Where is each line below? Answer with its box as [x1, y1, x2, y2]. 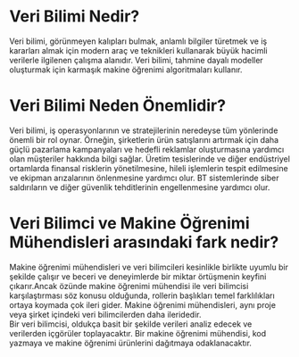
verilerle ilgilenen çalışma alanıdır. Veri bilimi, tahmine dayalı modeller [9, 54, 263, 65]
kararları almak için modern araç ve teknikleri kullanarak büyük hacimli [9, 45, 268, 55]
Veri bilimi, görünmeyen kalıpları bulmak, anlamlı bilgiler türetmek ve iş [9, 36, 268, 46]
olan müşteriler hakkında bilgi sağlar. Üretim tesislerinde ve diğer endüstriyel [9, 154, 290, 164]
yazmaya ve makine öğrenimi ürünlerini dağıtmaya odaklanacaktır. [9, 337, 253, 348]
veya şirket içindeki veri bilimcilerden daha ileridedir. [9, 309, 202, 320]
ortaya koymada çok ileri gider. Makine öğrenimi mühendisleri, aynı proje [9, 299, 277, 310]
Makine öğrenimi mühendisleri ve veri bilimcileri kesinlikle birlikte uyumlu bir [9, 262, 288, 272]
